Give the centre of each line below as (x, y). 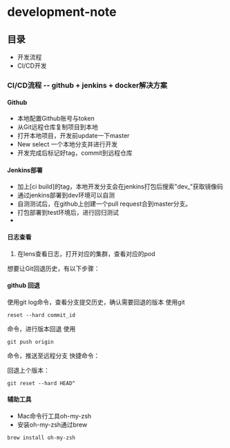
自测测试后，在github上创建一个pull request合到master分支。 (104, 204)
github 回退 (23, 285)
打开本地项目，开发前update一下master (73, 136)
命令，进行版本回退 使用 (41, 329)
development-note (62, 12)
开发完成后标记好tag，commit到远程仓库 (75, 153)
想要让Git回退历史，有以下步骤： (54, 268)
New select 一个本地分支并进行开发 (67, 144)
